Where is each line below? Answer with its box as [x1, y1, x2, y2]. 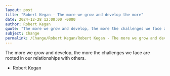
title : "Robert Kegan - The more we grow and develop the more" [5, 12, 144, 17]
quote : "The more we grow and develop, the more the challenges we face [5, 26, 162, 31]
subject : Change [5, 31, 39, 36]
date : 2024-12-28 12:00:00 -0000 [5, 17, 76, 22]
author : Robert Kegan [5, 21, 51, 27]
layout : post [5, 7, 33, 13]
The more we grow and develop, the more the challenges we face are [5, 49, 150, 56]
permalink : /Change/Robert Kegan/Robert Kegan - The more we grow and [5, 36, 157, 41]
